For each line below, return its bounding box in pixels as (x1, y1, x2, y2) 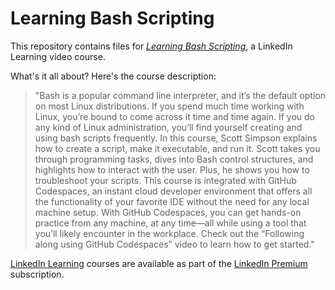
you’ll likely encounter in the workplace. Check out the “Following (34, 227, 305, 239)
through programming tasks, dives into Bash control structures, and (34, 153, 314, 165)
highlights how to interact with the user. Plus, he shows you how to (34, 163, 310, 176)
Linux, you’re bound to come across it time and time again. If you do (34, 110, 316, 122)
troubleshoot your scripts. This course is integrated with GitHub (34, 174, 297, 186)
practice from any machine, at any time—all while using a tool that (34, 217, 307, 229)
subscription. (10, 268, 65, 280)
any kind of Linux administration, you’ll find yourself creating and (34, 121, 303, 133)
